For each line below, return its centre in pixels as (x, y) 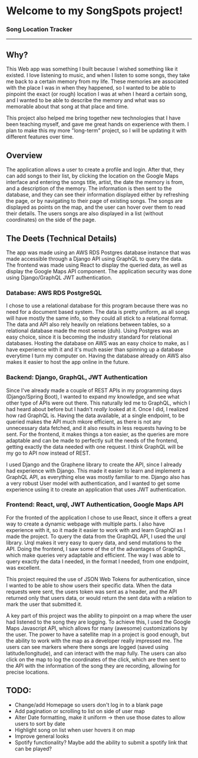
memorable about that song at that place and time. (67, 107)
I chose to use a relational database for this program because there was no (97, 306)
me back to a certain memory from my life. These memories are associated (97, 81)
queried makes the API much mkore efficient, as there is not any (84, 421)
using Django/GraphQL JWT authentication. (59, 277)
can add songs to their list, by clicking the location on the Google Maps (92, 176)
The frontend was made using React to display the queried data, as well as (97, 265)
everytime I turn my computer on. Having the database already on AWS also (98, 356)
